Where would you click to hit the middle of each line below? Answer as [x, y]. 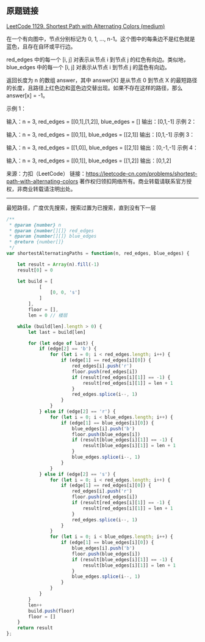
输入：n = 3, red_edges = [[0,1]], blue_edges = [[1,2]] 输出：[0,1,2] [89, 160]
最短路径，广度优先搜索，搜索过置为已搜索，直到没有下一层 [81, 208]
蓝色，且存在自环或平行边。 [41, 46]
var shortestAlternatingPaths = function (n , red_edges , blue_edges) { [98, 254]
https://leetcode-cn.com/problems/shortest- [142, 173]
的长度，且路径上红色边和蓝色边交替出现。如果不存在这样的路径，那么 [95, 88]
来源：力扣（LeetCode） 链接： [46, 173]
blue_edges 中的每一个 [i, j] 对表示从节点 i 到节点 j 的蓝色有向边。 [88, 67]
